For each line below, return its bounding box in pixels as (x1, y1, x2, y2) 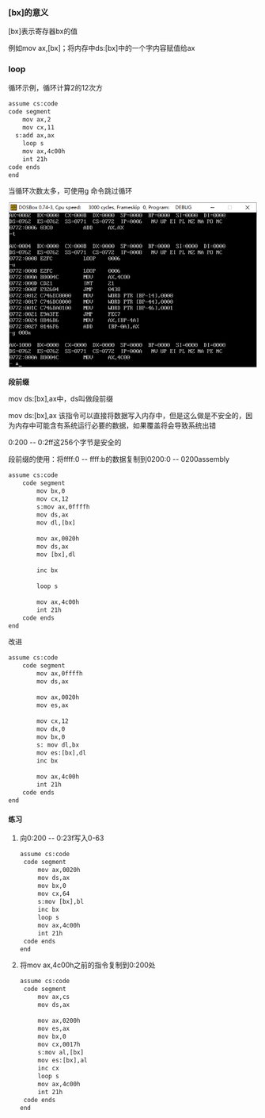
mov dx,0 (36, 725, 66, 733)
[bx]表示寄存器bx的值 (8, 26, 78, 36)
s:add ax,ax (15, 131, 55, 140)
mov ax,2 (22, 115, 51, 124)
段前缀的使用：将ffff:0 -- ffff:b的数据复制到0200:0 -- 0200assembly (8, 455, 230, 464)
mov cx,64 (37, 890, 70, 898)
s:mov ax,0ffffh (36, 503, 90, 511)
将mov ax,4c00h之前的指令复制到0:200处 (19, 960, 156, 970)
